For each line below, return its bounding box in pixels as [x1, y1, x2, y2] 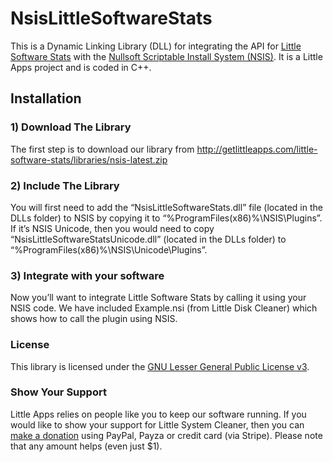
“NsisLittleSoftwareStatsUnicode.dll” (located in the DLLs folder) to [10, 233, 287, 245]
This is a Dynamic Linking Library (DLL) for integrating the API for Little [10, 40, 302, 52]
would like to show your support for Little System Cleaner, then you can [10, 418, 305, 431]
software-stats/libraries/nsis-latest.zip [10, 153, 168, 166]
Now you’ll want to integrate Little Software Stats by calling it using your [10, 292, 307, 304]
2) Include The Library [10, 178, 120, 192]
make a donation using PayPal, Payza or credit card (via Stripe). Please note [10, 429, 323, 441]
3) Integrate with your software [10, 268, 165, 282]
